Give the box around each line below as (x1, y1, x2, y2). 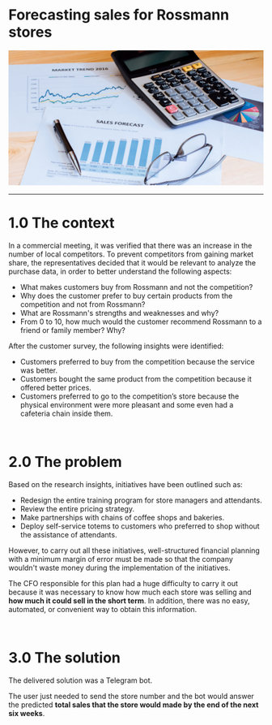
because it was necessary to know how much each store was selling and (8, 587, 253, 598)
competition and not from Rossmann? (19, 300, 146, 309)
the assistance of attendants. (19, 530, 117, 540)
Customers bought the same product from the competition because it (19, 374, 253, 384)
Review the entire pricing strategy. (19, 504, 135, 514)
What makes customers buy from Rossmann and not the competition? (19, 283, 253, 292)
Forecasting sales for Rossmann (8, 6, 229, 24)
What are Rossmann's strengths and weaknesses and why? (19, 309, 219, 318)
